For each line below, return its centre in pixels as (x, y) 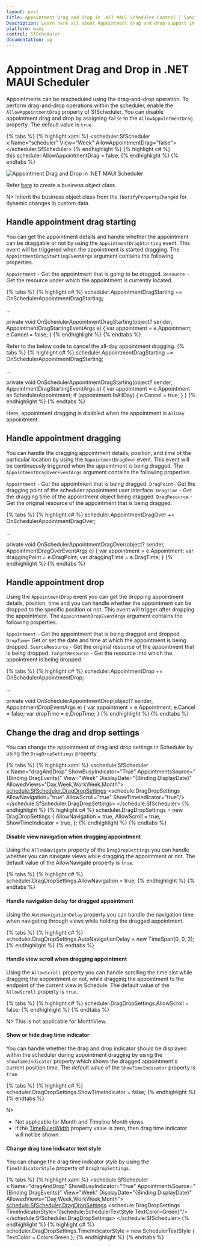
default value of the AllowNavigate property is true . (70, 863)
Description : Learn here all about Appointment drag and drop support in (101, 23)
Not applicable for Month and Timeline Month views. (80, 1122)
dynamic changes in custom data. (48, 203)
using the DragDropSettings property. (52, 753)
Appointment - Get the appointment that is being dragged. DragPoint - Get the (101, 484)
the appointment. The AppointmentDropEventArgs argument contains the (95, 616)
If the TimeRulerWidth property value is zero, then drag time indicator (101, 1128)
